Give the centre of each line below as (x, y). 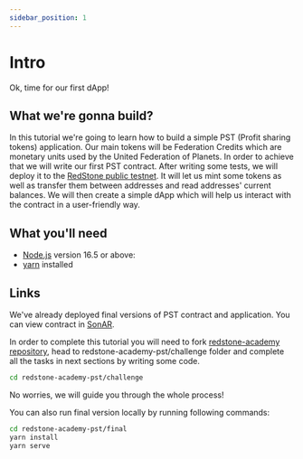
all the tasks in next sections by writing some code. (105, 361)
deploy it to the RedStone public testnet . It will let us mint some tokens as (146, 176)
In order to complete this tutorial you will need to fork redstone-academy (145, 342)
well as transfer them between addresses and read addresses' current (140, 185)
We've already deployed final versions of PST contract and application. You (150, 314)
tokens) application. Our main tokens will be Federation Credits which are (146, 147)
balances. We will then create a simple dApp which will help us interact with (151, 195)
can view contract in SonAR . (62, 324)
